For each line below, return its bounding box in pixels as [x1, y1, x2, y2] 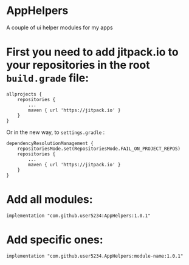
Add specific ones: [6, 233, 103, 247]
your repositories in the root [6, 58, 150, 72]
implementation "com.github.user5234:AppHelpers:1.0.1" [6, 213, 151, 219]
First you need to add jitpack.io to [6, 45, 179, 59]
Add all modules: [6, 193, 93, 207]
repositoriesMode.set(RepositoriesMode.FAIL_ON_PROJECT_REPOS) [17, 146, 181, 152]
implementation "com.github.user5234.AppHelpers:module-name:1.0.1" [6, 253, 184, 259]
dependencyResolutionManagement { [6, 140, 94, 146]
